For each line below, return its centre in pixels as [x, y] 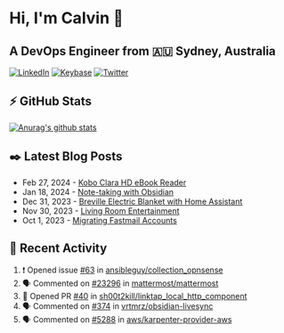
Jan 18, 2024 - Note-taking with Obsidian [98, 191]
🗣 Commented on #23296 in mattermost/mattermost [120, 283]
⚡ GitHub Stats [50, 102]
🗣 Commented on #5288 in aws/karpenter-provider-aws [127, 320]
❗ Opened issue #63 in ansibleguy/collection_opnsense [122, 270]
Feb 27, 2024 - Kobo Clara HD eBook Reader [104, 183]
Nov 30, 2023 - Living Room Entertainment [101, 211]
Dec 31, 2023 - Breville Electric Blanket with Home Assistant [132, 201]
